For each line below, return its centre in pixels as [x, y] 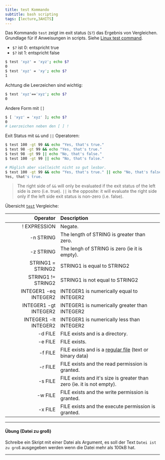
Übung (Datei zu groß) [28, 431]
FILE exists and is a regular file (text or [104, 350]
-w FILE [46, 395]
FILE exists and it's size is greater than [104, 378]
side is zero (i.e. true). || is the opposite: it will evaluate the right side [87, 191]
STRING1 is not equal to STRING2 [99, 280]
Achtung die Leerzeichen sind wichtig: [44, 85]
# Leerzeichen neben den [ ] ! [37, 126]
